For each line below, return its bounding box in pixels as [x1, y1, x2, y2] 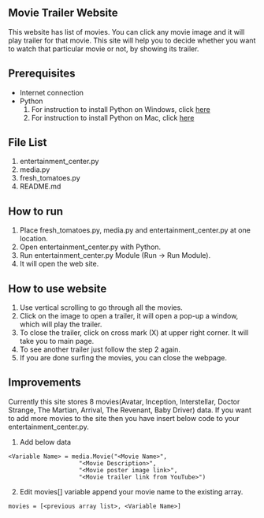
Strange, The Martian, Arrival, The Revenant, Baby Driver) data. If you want [8, 405, 252, 415]
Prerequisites [8, 67, 76, 80]
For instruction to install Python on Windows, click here [31, 104, 210, 114]
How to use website [8, 281, 107, 295]
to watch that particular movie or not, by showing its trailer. [8, 43, 199, 54]
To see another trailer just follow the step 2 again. [19, 345, 181, 354]
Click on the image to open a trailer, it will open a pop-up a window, [19, 311, 239, 321]
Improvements [8, 376, 81, 389]
